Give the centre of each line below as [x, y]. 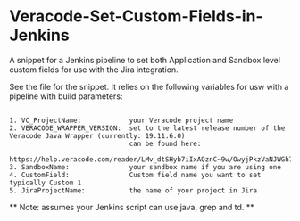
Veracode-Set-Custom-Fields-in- [136, 16]
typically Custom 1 [46, 183]
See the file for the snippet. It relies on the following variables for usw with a [149, 86]
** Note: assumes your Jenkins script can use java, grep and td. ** [132, 207]
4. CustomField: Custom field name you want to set [135, 175]
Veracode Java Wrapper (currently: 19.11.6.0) [97, 135]
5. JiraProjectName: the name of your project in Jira [133, 190]
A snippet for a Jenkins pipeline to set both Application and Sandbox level [145, 60]
